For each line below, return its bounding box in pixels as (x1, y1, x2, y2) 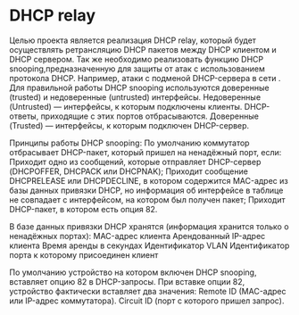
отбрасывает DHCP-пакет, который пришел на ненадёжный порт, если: (9, 146, 282, 157)
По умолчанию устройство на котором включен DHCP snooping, (9, 267, 257, 278)
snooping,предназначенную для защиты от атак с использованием (9, 63, 265, 74)
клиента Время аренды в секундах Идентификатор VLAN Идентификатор (9, 240, 290, 251)
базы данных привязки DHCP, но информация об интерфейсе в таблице (9, 185, 284, 195)
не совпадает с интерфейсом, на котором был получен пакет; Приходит (9, 194, 286, 205)
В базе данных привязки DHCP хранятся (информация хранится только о (9, 220, 289, 232)
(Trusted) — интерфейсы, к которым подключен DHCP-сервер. (9, 120, 250, 130)
